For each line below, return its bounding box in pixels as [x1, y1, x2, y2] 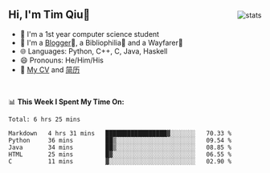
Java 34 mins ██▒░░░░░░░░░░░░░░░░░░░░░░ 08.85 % [8, 143, 231, 151]
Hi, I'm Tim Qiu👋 [8, 8, 91, 22]
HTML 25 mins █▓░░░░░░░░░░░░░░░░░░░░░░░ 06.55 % [8, 150, 231, 159]
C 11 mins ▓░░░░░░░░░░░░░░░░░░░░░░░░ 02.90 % [8, 157, 231, 165]
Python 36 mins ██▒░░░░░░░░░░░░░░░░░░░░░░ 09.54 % [8, 136, 231, 144]
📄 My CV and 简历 [19, 65, 80, 74]
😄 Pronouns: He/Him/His [19, 55, 104, 65]
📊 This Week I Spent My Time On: [8, 97, 125, 107]
